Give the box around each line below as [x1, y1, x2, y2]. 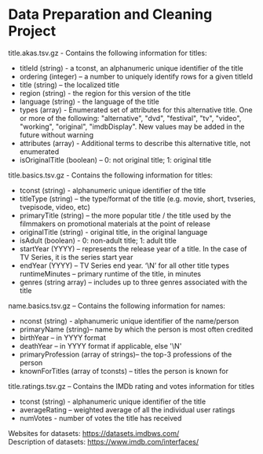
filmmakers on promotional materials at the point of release [19, 218, 210, 229]
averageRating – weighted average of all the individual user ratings [19, 405, 236, 414]
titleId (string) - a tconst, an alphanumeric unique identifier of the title [19, 63, 243, 72]
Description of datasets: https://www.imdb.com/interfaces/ [8, 437, 199, 446]
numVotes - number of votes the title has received [19, 413, 182, 423]
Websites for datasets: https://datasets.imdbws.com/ [8, 428, 180, 438]
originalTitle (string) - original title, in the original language [19, 227, 208, 236]
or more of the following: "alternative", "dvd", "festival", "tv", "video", [19, 113, 242, 123]
